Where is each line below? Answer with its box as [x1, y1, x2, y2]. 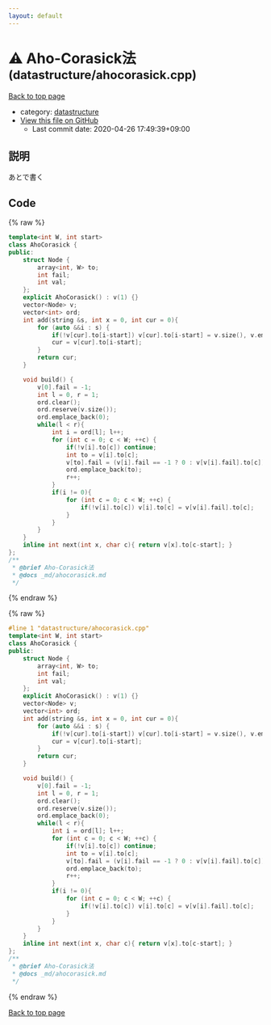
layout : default [8, 11, 63, 20]
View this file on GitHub [19, 115, 99, 125]
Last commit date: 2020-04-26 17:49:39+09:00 [31, 124, 191, 133]
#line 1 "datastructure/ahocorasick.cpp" [8, 624, 150, 633]
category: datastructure [19, 107, 99, 116]
